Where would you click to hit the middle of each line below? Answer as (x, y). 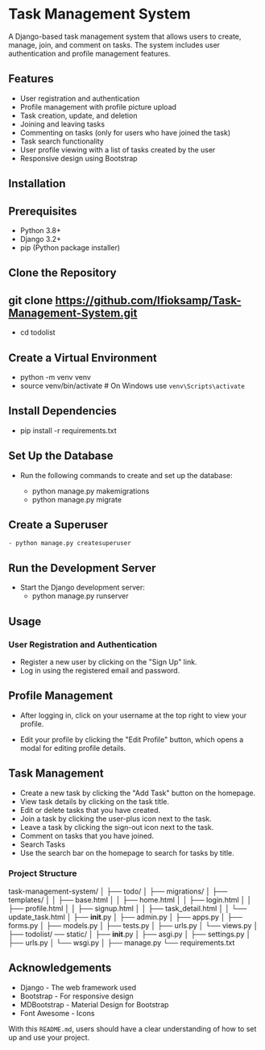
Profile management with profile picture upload (98, 106)
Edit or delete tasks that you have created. (90, 810)
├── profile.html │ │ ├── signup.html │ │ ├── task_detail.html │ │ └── (128, 908)
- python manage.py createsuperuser (70, 544)
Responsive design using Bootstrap (79, 158)
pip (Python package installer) (70, 248)
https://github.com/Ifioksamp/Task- (148, 300)
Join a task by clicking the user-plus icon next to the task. (116, 819)
